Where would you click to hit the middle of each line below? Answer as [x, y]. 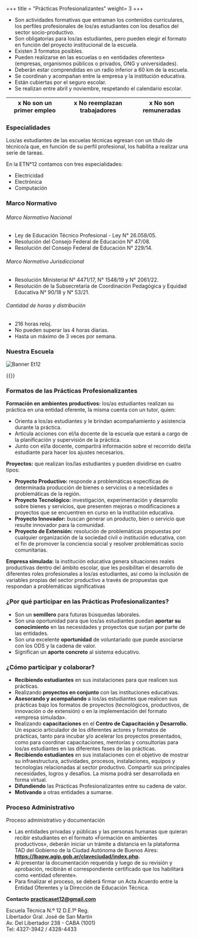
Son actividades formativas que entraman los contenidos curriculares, [99, 20]
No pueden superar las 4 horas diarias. [62, 330]
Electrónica [28, 182]
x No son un [35, 103]
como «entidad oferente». [46, 875]
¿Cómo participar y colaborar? [50, 667]
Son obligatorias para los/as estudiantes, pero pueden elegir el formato [100, 38]
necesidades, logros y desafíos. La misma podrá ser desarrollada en [97, 774]
